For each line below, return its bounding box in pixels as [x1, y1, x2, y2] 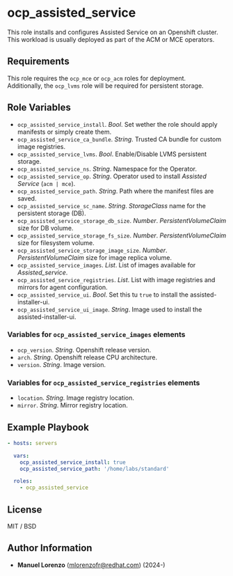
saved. [17, 194, 37, 203]
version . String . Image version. [17, 360, 106, 368]
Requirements [7, 56, 70, 68]
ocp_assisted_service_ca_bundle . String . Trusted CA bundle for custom [17, 134, 221, 143]
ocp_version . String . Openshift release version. [17, 345, 152, 354]
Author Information [7, 542, 93, 554]
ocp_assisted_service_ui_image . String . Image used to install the [17, 305, 202, 313]
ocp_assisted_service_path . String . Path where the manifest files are [17, 187, 214, 195]
